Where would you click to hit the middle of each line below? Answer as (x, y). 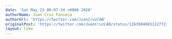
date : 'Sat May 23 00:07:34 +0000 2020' (49, 10)
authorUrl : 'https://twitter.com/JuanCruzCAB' (56, 19)
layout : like (19, 29)
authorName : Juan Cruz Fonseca (39, 15)
